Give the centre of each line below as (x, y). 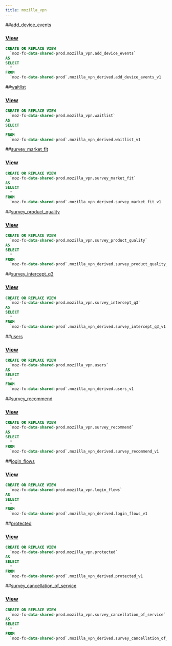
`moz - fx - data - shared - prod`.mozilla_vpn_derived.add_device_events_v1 (85, 77)
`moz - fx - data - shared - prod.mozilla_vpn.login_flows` (66, 490)
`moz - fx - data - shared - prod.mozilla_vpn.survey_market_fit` (73, 178)
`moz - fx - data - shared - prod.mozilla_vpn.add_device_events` (73, 53)
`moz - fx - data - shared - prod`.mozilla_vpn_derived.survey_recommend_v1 (84, 451)
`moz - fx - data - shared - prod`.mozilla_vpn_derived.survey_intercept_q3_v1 (88, 326)
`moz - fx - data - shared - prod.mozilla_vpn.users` (59, 365)
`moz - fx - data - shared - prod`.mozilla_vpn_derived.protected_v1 (77, 576)
